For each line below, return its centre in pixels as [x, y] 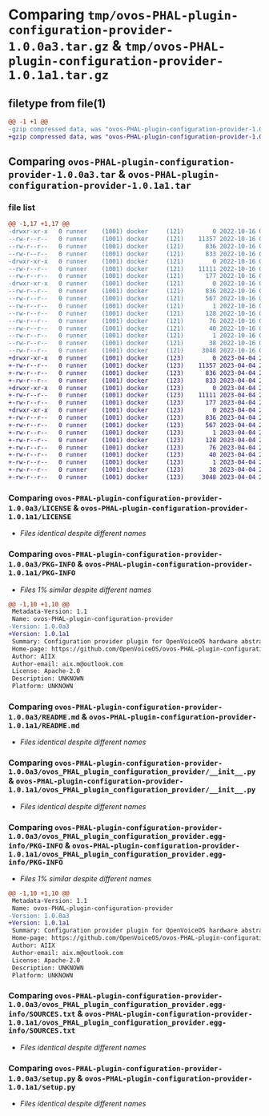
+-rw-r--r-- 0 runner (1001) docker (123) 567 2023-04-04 [132, 425]
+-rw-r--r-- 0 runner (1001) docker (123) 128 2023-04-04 [132, 440]
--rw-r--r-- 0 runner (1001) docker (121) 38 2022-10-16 [132, 343]
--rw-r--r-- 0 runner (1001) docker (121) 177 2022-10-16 [132, 276]
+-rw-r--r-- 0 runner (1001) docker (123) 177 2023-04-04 [132, 403]
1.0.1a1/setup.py [42, 1087]
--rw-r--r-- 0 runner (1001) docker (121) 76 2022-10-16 [132, 321]
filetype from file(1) [57, 103]
